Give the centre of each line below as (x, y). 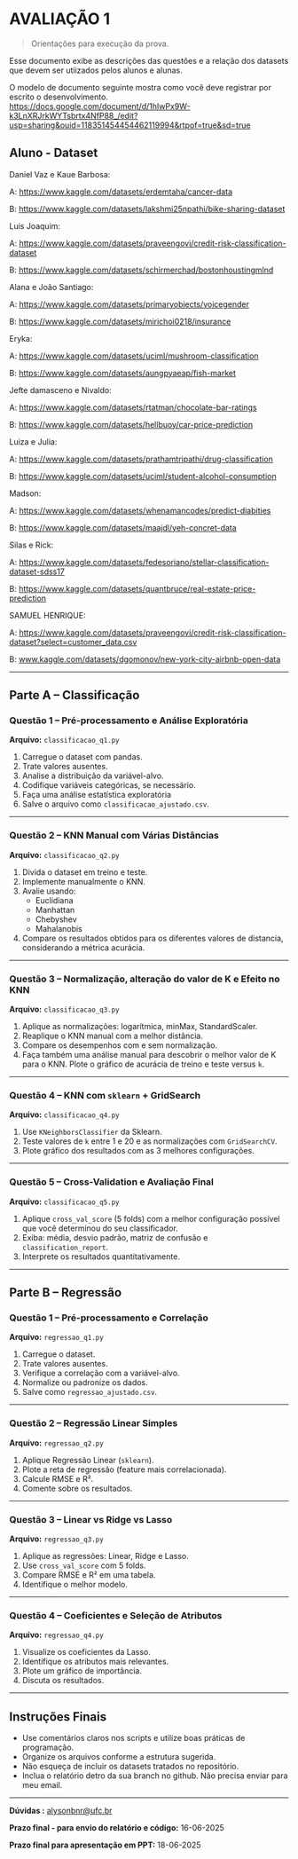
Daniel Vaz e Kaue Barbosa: (60, 174)
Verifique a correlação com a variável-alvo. (101, 1373)
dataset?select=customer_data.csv (73, 642)
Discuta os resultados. (63, 1681)
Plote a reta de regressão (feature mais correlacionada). (124, 1469)
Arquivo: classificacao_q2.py (64, 855)
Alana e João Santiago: (51, 287)
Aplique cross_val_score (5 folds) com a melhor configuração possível (151, 1218)
